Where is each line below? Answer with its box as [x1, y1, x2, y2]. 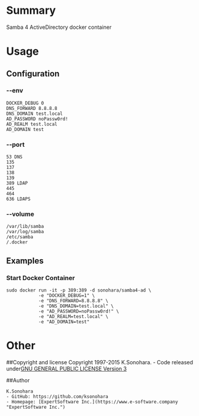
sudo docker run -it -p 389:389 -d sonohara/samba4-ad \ [6, 287, 152, 293]
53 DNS [6, 154, 23, 160]
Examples [6, 255, 44, 266]
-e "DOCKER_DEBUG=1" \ [38, 293, 95, 299]
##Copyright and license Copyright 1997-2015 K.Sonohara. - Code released [6, 359, 194, 366]
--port [6, 140, 25, 148]
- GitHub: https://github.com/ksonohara [6, 394, 109, 400]
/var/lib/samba [6, 224, 44, 230]
